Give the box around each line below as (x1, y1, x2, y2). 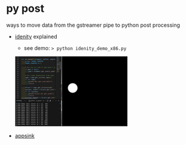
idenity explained (14, 33, 57, 40)
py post (6, 2, 45, 15)
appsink (14, 132, 35, 139)
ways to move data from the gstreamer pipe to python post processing (6, 21, 181, 29)
